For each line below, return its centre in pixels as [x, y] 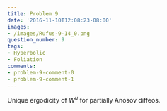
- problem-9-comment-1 [41, 79]
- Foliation [25, 60]
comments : [22, 66]
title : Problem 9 [33, 14]
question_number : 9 [36, 40]
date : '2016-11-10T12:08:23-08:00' [60, 20]
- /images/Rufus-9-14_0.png [49, 33]
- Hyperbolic [27, 53]
